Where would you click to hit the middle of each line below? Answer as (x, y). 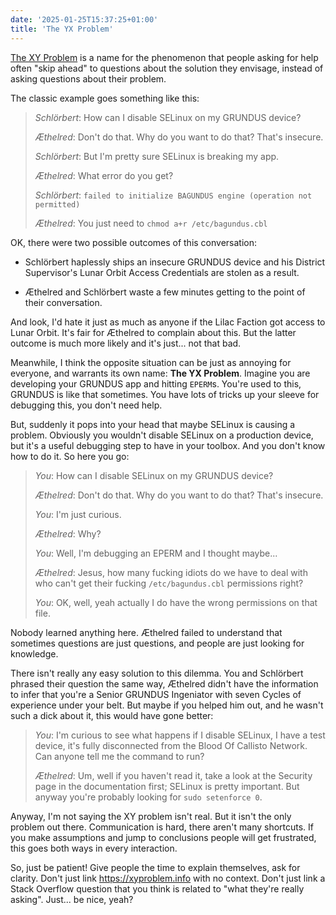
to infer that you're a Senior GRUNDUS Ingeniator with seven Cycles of (156, 694)
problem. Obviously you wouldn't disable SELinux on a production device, (162, 435)
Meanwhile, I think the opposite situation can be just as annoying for (151, 362)
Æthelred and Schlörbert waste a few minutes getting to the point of (165, 292)
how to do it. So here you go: (70, 456)
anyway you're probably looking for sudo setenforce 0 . (148, 797)
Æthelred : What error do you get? (104, 175)
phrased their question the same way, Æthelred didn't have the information (164, 683)
